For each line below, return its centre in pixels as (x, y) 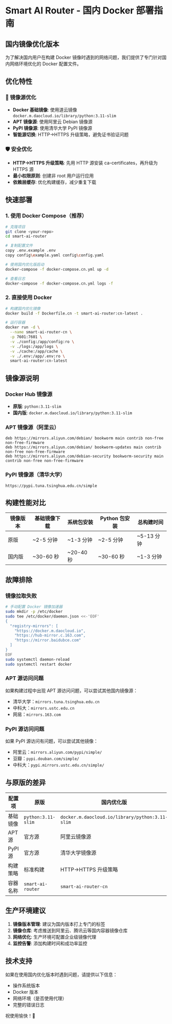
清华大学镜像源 (79, 853)
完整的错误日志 (28, 1004)
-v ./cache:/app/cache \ (36, 351)
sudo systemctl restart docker (39, 664)
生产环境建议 (26, 911)
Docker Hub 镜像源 (29, 394)
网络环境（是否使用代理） (40, 998)
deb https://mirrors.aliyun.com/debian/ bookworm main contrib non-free (84, 438)
